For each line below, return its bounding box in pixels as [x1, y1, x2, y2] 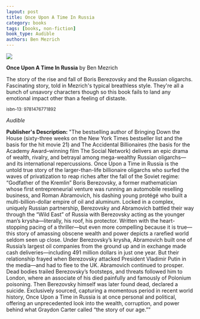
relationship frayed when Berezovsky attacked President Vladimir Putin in [6, 255, 187, 262]
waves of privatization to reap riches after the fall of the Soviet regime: [6, 173, 180, 180]
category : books [6, 20, 47, 26]
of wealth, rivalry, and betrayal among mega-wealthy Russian [6, 154, 157, 161]
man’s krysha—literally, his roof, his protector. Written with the [6, 217, 159, 224]
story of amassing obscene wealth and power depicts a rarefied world [16, 230, 189, 237]
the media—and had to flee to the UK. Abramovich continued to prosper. [6, 262, 184, 269]
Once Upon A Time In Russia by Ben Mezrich [6, 64, 118, 71]
